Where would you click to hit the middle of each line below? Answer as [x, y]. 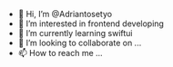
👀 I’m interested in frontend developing [91, 24]
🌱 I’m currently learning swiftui [76, 33]
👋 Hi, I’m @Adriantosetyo [65, 14]
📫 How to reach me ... [60, 53]
